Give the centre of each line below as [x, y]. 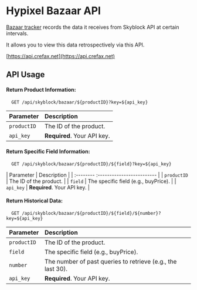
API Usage [26, 75]
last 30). [56, 269]
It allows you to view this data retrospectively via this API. [75, 45]
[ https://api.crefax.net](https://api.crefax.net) [61, 56]
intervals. [17, 33]
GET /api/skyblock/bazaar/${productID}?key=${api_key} [80, 102]
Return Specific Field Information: [48, 152]
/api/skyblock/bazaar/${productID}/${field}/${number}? [91, 213]
